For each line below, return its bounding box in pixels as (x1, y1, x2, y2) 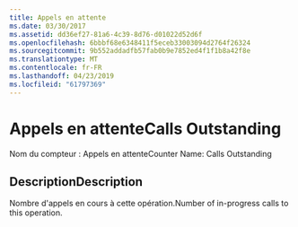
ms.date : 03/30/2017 (9, 22, 87, 31)
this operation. (9, 207, 63, 218)
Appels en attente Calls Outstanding (9, 118, 282, 139)
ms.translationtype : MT (9, 55, 99, 64)
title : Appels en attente (9, 13, 106, 22)
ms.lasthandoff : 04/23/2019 (9, 72, 115, 81)
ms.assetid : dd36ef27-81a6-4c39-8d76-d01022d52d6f (9, 30, 203, 39)
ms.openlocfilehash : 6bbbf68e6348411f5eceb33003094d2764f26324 (9, 38, 251, 48)
